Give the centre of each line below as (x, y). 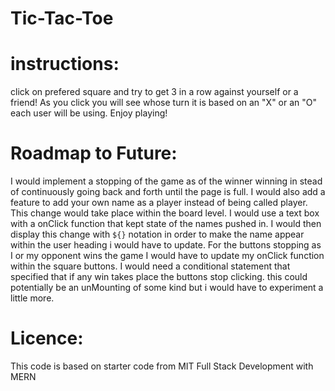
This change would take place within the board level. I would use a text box (165, 213)
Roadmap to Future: (94, 153)
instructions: (65, 64)
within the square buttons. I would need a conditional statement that (150, 266)
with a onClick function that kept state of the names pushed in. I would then (166, 224)
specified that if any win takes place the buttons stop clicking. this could (159, 277)
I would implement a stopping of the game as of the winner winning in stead (166, 181)
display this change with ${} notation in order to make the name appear (157, 234)
